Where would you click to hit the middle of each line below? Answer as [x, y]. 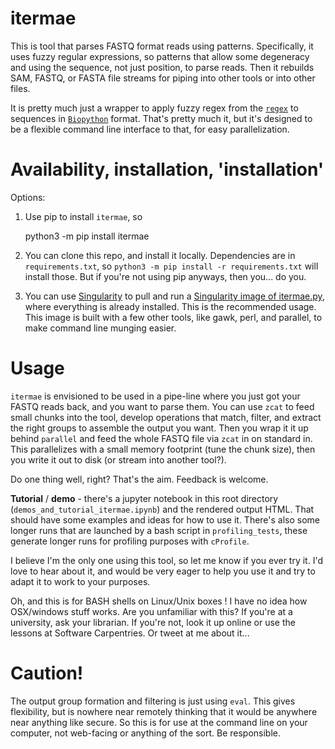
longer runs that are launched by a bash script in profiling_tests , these [159, 530]
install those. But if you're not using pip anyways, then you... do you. [165, 276]
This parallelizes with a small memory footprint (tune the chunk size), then [163, 449]
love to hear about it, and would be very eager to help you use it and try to [163, 571]
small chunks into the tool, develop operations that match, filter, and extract [166, 417]
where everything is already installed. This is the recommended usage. [170, 306]
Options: [28, 197]
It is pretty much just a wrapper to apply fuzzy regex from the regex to [154, 108]
